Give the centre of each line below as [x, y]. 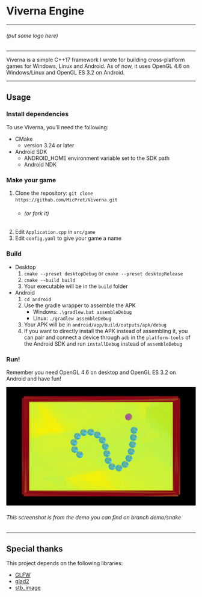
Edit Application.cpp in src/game [55, 232]
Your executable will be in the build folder [76, 286]
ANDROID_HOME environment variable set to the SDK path [97, 158]
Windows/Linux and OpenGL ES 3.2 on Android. [66, 73]
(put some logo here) [32, 35]
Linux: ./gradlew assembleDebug [72, 318]
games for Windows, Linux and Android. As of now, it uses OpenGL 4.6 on [98, 66]
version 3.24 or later [49, 145]
